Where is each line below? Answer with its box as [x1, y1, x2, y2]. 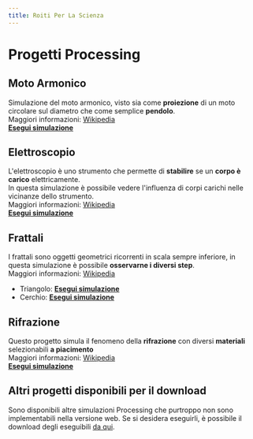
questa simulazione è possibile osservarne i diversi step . [8, 261, 195, 270]
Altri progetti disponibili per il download [8, 384, 206, 398]
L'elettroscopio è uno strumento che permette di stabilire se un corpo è [8, 166, 241, 176]
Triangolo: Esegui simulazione [19, 285, 120, 294]
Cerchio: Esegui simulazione [19, 292, 115, 302]
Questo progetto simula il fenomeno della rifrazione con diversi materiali [8, 337, 246, 346]
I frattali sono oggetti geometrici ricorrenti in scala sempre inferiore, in [8, 252, 236, 262]
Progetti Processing [8, 45, 141, 63]
